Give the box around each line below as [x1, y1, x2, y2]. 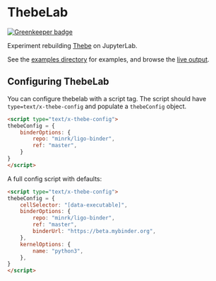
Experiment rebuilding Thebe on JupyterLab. [7, 41, 138, 50]
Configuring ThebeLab [7, 76, 109, 88]
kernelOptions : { [20, 241, 71, 248]
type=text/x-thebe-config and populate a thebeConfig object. [7, 102, 187, 110]
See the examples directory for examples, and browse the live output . [7, 55, 210, 64]
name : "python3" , [32, 247, 83, 255]
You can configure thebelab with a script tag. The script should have [7, 94, 207, 103]
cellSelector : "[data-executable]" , [20, 201, 128, 209]
